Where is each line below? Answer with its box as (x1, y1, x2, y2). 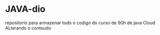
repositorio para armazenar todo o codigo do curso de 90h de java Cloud (5, 20, 156, 26)
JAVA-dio (5, 3, 46, 15)
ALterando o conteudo (5, 25, 51, 31)
